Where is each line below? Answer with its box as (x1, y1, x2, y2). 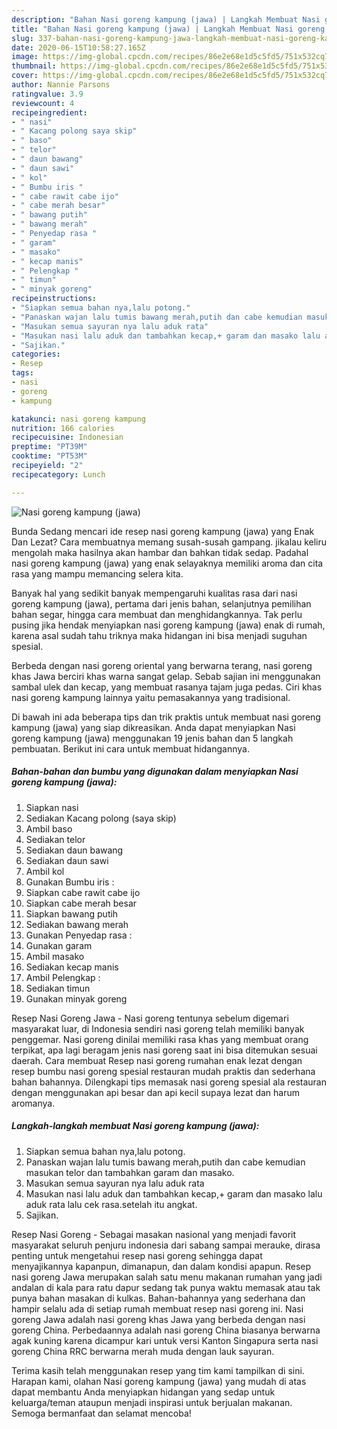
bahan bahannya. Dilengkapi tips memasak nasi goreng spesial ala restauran (11, 1076, 327, 1088)
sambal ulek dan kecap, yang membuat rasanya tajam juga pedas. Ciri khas (11, 681, 323, 693)
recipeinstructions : (11, 294, 98, 304)
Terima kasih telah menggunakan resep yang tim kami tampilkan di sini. (11, 1364, 305, 1376)
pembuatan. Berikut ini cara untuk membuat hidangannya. (11, 742, 250, 755)
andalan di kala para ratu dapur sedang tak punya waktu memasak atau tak (11, 1281, 321, 1293)
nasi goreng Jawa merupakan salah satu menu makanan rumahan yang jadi (11, 1271, 323, 1283)
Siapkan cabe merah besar (25, 897, 138, 909)
